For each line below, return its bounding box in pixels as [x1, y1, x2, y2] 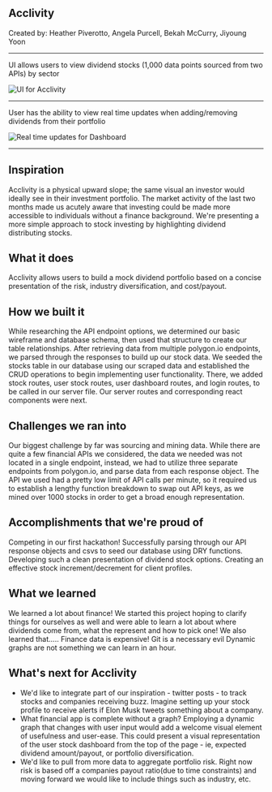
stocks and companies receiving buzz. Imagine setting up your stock [19, 696, 250, 706]
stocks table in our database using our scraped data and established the [8, 361, 250, 371]
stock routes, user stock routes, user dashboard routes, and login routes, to [8, 378, 261, 388]
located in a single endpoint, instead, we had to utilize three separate [8, 458, 239, 467]
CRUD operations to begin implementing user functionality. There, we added [8, 369, 263, 380]
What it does [8, 252, 74, 265]
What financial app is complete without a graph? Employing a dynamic [19, 713, 255, 723]
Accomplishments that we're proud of [8, 515, 204, 530]
